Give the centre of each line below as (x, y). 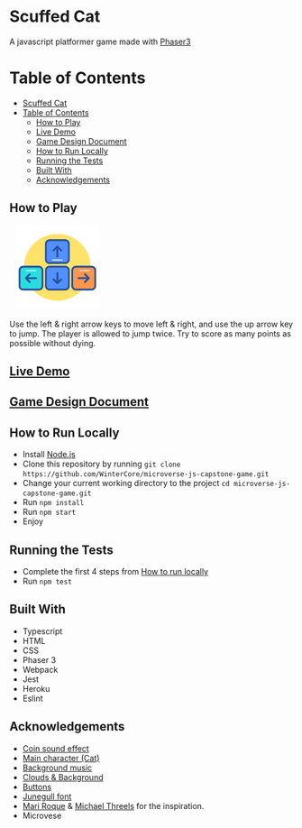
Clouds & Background (63, 777)
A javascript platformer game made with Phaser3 (100, 41)
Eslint (32, 698)
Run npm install (53, 502)
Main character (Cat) (61, 758)
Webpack (40, 669)
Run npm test (47, 581)
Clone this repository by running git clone (101, 464)
